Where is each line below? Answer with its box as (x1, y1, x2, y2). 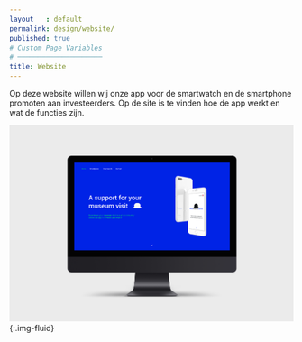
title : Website (9, 62, 67, 71)
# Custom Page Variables (9, 43, 103, 52)
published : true (9, 33, 70, 42)
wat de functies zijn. (9, 107, 85, 117)
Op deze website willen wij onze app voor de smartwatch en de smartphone (9, 88, 292, 98)
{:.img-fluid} (9, 322, 55, 333)
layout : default (9, 14, 83, 23)
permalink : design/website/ (9, 23, 115, 33)
